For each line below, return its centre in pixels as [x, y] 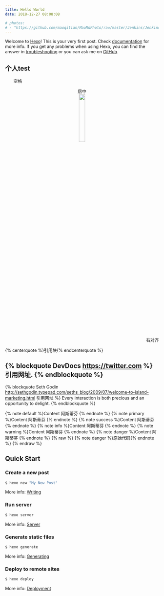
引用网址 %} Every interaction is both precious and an [90, 398]
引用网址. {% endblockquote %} [54, 375]
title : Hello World [25, 10]
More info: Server [23, 524]
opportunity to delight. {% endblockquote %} [51, 403]
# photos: [15, 23]
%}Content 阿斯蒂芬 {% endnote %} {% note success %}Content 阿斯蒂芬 [80, 419]
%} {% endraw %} [24, 443]
